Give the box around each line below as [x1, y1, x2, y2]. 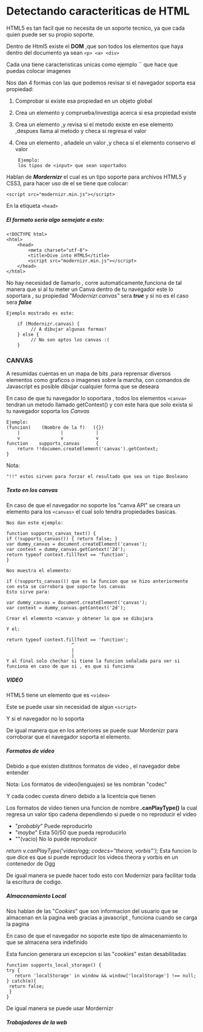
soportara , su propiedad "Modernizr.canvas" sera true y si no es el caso [6, 292, 189, 299]
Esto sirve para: [6, 589, 50, 595]
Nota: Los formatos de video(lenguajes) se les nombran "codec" [6, 781, 167, 788]
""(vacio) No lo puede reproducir [15, 835, 98, 842]
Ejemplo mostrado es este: [6, 310, 75, 316]
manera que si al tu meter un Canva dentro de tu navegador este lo [6, 285, 174, 293]
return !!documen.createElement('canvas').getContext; [17, 446, 159, 452]
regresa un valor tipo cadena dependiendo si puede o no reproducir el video [6, 811, 197, 818]
